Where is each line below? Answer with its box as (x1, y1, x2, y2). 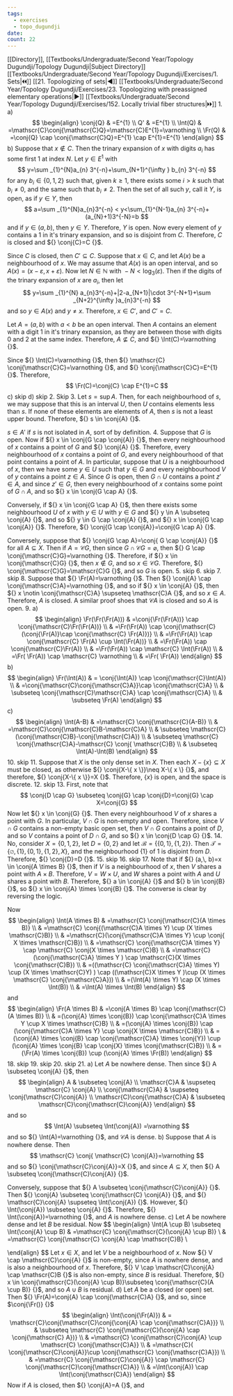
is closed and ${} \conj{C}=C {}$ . (7, 238, 103, 247)
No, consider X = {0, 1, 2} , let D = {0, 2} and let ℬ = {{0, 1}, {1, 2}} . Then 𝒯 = (7, 839, 222, 847)
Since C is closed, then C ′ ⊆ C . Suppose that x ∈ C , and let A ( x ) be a (7, 252, 206, 260)
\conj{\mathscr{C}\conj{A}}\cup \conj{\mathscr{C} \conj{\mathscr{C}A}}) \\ (8, 1347, 226, 1356)
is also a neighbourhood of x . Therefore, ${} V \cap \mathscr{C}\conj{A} (7, 1263, 215, 1271)
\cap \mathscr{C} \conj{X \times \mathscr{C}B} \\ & (23, 945, 170, 954)
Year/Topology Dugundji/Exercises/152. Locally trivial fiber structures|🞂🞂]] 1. (7, 100, 223, 109)
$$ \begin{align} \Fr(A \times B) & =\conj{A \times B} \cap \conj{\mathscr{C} (8, 1004, 226, 1013)
